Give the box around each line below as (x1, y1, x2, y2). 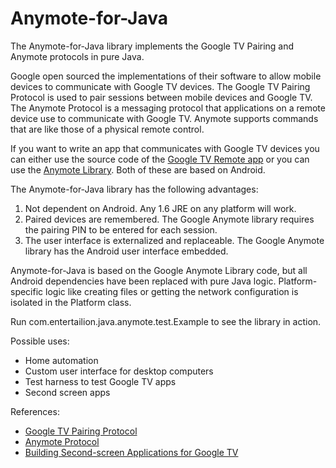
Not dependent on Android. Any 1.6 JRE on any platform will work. (24, 202, 297, 214)
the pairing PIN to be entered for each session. (24, 223, 218, 236)
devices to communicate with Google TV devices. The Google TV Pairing (10, 80, 311, 92)
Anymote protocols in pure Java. (10, 50, 145, 62)
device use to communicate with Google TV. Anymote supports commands (10, 112, 319, 124)
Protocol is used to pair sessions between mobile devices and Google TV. (10, 91, 313, 103)
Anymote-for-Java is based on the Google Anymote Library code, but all (10, 264, 308, 276)
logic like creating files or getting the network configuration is (45, 285, 299, 297)
